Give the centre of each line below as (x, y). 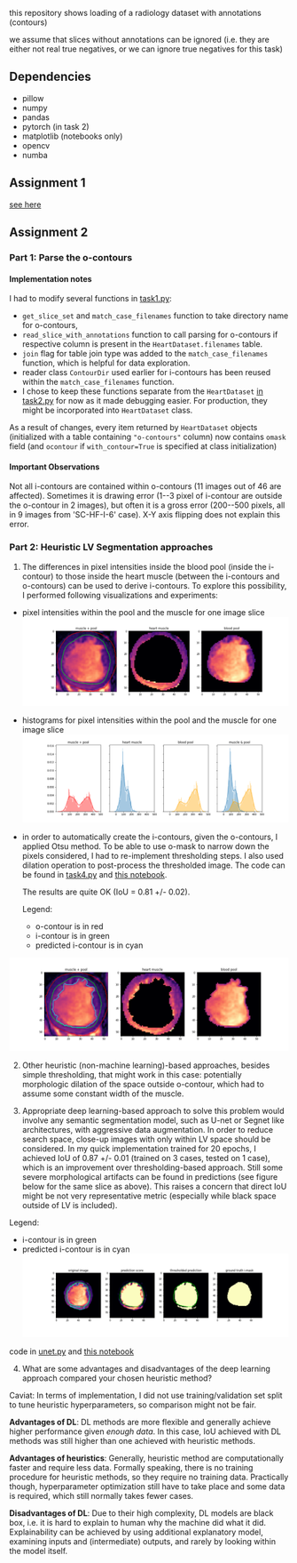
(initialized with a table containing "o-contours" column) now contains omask (148, 437)
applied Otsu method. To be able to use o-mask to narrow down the (145, 846)
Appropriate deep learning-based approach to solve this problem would (153, 1111)
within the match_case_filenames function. (98, 382)
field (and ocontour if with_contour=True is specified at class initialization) (143, 446)
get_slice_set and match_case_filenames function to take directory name (155, 316)
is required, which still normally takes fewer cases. (101, 1496)
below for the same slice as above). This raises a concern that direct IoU (154, 1187)
